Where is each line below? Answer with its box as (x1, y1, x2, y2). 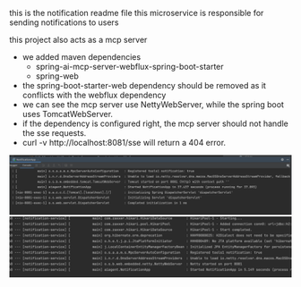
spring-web (35, 71, 79, 81)
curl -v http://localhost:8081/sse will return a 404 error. (21, 138, 227, 148)
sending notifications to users (9, 17, 119, 28)
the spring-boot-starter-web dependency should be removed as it (21, 80, 267, 90)
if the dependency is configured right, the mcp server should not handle (21, 118, 288, 129)
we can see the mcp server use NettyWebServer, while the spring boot (21, 99, 285, 110)
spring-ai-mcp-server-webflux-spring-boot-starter (35, 62, 224, 72)
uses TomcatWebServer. (21, 109, 114, 119)
